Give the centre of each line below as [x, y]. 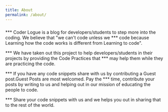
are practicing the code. [30, 64]
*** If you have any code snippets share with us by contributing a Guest [81, 73]
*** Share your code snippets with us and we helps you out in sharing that [83, 99]
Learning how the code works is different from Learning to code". [74, 43]
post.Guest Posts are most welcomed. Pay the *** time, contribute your [80, 79]
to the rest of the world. [30, 105]
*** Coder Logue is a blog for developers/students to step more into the [81, 32]
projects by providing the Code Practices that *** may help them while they [84, 58]
